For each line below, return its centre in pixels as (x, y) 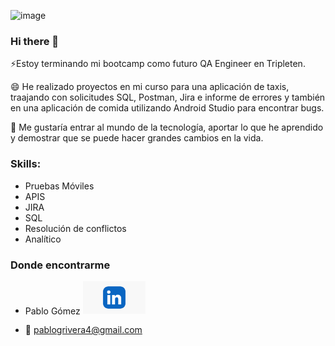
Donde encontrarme (60, 265)
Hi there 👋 (35, 41)
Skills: (26, 164)
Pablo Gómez (52, 311)
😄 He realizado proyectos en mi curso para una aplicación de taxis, (150, 87)
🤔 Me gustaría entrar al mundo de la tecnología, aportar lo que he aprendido (167, 127)
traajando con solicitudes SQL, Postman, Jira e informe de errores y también (168, 97)
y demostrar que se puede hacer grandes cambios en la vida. (137, 138)
